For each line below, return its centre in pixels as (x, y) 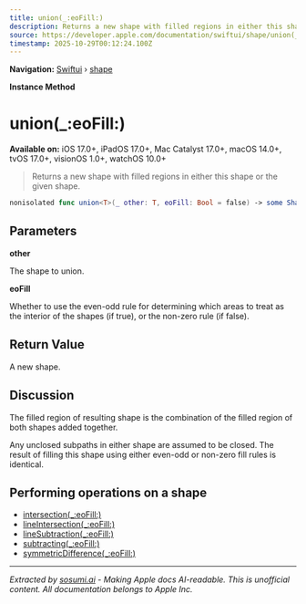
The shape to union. (47, 271)
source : (24, 35)
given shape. (56, 186)
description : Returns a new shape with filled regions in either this (146, 26)
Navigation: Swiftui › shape (61, 69)
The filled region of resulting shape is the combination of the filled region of (151, 417)
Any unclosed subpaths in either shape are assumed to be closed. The (142, 444)
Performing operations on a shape (108, 492)
